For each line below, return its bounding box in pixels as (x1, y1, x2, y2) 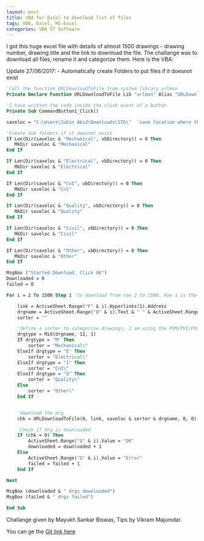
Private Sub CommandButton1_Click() (6, 108, 99, 114)
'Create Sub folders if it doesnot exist (6, 130, 113, 136)
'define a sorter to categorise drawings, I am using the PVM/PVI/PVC (17, 326, 200, 332)
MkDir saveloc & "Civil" (14, 231, 78, 237)
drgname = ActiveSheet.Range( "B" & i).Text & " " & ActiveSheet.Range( (17, 309, 202, 315)
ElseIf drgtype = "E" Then (17, 348, 86, 354)
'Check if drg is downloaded (17, 426, 91, 433)
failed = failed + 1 (28, 460, 80, 467)
